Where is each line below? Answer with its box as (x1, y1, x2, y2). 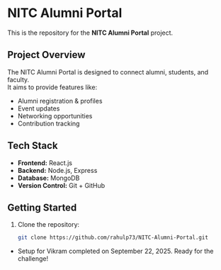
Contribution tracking (17, 119, 80, 128)
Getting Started (7, 201, 77, 213)
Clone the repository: (17, 220, 80, 229)
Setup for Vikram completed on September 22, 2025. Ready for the (17, 247, 214, 256)
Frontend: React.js (17, 158, 73, 167)
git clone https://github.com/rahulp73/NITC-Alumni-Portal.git (17, 234, 209, 242)
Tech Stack (7, 140, 58, 152)
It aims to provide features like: (7, 83, 98, 91)
